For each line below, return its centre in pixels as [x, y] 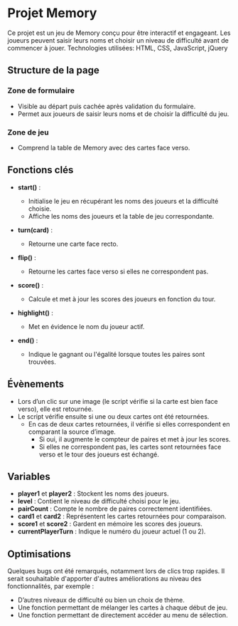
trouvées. [42, 362]
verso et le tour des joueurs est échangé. [99, 454]
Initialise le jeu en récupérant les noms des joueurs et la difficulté [123, 201]
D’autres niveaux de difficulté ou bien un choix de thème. [101, 600]
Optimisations [39, 554]
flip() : [27, 257]
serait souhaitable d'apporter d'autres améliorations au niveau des [104, 579]
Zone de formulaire [41, 90]
